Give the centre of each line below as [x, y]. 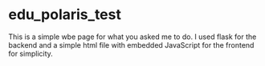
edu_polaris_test [65, 15]
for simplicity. [31, 53]
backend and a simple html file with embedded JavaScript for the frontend [131, 45]
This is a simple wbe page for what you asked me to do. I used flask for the [132, 37]
